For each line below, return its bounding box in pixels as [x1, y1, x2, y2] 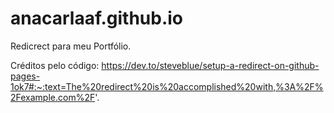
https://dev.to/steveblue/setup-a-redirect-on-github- [101, 59, 320, 71]
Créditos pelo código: [10, 59, 100, 71]
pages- [10, 70, 41, 82]
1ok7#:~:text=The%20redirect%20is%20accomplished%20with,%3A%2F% [10, 80, 324, 92]
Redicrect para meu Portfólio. [10, 40, 132, 52]
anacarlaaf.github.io [10, 7, 184, 30]
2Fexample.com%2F [10, 91, 96, 103]
